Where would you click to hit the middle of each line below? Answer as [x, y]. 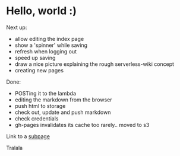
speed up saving [35, 58]
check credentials [37, 118]
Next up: [17, 27]
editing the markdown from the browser [63, 100]
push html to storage [40, 106]
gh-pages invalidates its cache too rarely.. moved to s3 [82, 125]
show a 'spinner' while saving [51, 45]
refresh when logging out [46, 51]
